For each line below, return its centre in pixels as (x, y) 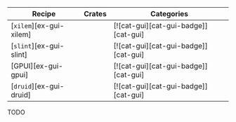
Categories (169, 14)
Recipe (44, 14)
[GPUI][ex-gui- (37, 66)
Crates (95, 14)
